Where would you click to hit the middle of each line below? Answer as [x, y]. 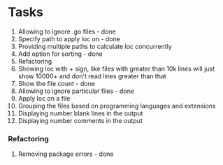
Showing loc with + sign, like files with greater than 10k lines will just [116, 69]
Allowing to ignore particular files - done [76, 91]
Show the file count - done [56, 83]
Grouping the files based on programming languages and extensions [117, 106]
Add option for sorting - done [60, 54]
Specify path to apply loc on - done [69, 38]
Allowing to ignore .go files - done [67, 31]
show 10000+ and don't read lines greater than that [92, 76]
